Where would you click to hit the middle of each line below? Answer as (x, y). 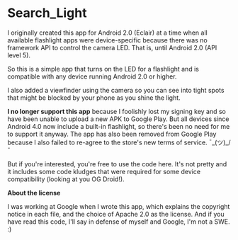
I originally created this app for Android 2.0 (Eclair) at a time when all (107, 33)
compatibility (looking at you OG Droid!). (66, 179)
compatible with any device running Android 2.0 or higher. (92, 76)
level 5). (19, 55)
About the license (34, 193)
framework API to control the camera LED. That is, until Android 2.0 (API (112, 47)
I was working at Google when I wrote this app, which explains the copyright (119, 206)
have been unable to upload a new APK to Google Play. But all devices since (118, 119)
